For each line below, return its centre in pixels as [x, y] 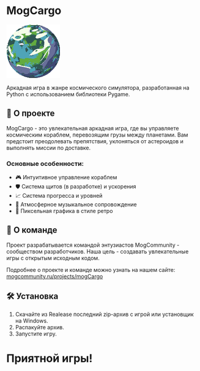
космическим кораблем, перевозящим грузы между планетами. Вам [97, 135]
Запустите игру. [36, 334]
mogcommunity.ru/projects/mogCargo [55, 276]
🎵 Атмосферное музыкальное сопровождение [76, 204]
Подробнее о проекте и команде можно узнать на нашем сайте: [91, 269]
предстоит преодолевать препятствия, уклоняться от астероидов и [95, 141]
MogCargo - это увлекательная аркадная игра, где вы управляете [93, 128]
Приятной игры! [50, 358]
